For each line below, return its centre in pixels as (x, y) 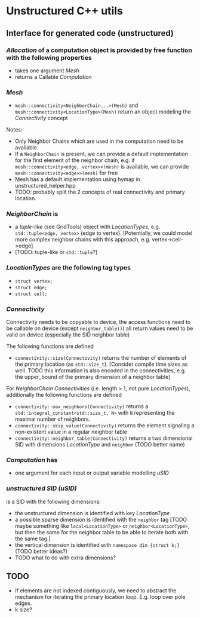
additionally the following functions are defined (64, 395)
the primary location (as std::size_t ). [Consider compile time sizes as (101, 364)
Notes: (14, 130)
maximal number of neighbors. (53, 419)
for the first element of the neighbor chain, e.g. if (75, 160)
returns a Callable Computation (53, 77)
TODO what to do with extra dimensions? (65, 558)
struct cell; (31, 294)
